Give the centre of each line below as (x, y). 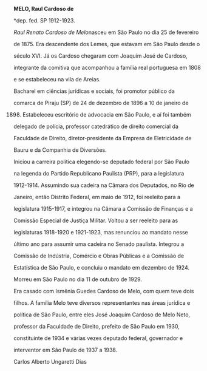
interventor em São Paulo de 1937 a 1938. (66, 350)
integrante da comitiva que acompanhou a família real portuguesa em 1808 (107, 67)
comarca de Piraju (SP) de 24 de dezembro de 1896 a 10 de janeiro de (101, 103)
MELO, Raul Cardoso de (44, 9)
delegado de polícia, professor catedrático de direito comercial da (96, 126)
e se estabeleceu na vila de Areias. (57, 79)
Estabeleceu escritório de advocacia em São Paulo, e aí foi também (107, 114)
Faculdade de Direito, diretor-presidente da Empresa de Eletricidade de (103, 138)
